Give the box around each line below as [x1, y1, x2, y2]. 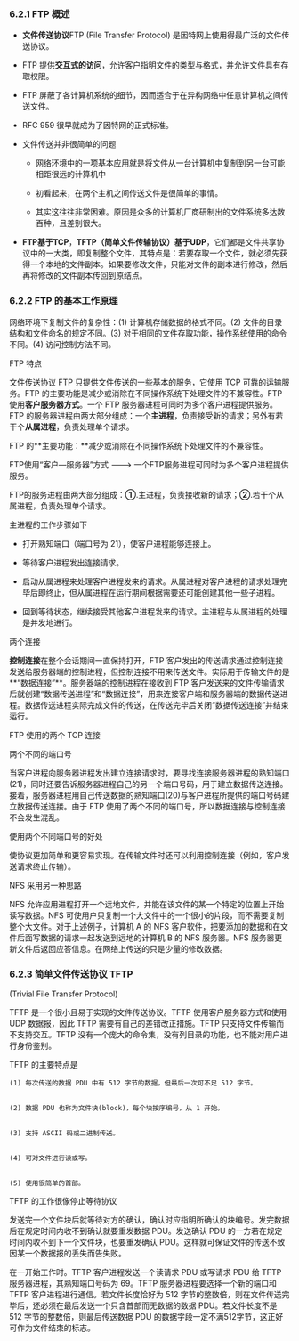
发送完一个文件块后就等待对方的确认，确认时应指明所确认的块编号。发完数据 [9, 1214, 290, 1225]
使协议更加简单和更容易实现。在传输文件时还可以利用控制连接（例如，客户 [9, 849, 282, 860]
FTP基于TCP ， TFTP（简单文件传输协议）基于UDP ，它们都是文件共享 [21, 237, 278, 248]
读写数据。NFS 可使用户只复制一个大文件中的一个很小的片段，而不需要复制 [9, 910, 285, 921]
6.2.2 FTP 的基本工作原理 [9, 295, 118, 307]
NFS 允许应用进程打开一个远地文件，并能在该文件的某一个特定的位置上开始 [9, 898, 285, 909]
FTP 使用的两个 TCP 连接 [9, 729, 101, 740]
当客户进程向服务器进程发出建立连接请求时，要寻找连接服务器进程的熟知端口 [9, 768, 290, 778]
